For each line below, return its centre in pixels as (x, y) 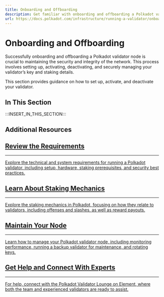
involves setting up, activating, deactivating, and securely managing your (79, 67)
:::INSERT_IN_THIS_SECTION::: (36, 114)
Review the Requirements (45, 146)
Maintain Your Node (36, 225)
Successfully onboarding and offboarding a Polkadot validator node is (75, 56)
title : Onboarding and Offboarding (41, 10)
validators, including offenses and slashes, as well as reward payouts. (75, 210)
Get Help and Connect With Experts (60, 268)
